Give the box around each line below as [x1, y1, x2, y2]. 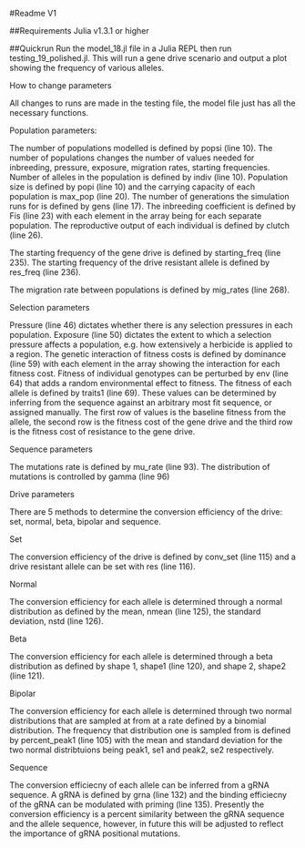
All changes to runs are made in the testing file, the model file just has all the [9, 97, 296, 108]
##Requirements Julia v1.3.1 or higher [9, 26, 150, 36]
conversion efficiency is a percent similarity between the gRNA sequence [9, 809, 285, 819]
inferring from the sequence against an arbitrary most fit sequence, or [9, 397, 272, 408]
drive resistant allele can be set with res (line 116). [9, 561, 196, 572]
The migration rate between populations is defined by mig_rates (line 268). [9, 284, 290, 295]
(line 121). [9, 670, 46, 681]
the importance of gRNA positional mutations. [9, 828, 180, 839]
